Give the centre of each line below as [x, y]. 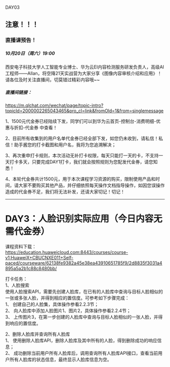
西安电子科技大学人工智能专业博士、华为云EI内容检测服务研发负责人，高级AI [85, 67]
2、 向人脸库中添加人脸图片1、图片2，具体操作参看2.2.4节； [68, 311]
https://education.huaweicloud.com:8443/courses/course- [67, 252]
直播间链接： [18, 92]
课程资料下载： [21, 247]
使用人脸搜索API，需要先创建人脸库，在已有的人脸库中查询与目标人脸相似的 [84, 292]
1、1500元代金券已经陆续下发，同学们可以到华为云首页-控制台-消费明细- [81, 121]
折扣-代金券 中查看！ [36, 128]
